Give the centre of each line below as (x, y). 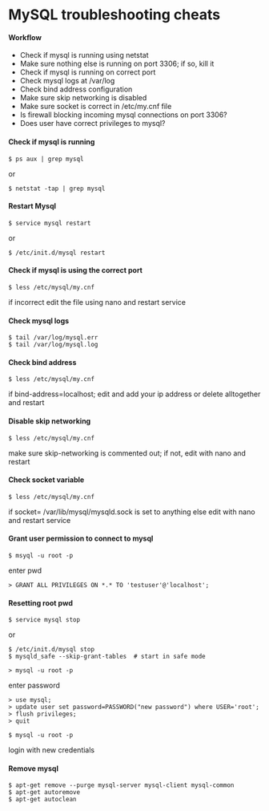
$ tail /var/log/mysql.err (53, 338)
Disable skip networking (50, 421)
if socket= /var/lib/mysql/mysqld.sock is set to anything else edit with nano (132, 512)
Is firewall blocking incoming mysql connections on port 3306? (123, 115)
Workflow (25, 37)
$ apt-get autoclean (43, 800)
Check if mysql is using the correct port (75, 270)
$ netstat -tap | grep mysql (57, 189)
